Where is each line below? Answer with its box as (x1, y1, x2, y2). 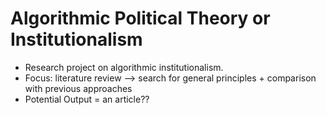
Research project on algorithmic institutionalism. (24, 61, 224, 73)
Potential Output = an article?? (24, 93, 150, 105)
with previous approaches (24, 82, 133, 94)
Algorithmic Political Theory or (10, 7, 271, 30)
